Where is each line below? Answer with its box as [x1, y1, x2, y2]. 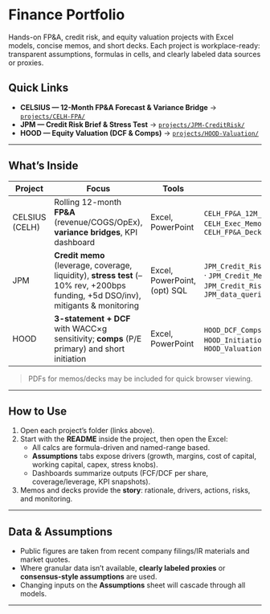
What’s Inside [8, 159, 79, 173]
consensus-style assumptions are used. [19, 572, 157, 582]
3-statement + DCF [54, 313, 131, 324]
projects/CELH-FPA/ [19, 113, 86, 121]
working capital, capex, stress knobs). [31, 460, 158, 469]
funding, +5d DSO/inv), [54, 289, 142, 301]
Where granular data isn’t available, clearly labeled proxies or [19, 563, 226, 573]
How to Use [8, 404, 67, 418]
